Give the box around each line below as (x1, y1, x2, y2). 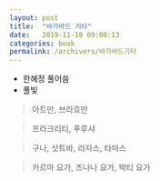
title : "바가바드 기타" (9, 22, 93, 31)
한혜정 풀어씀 (22, 74, 70, 85)
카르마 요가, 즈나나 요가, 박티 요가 (31, 162, 151, 173)
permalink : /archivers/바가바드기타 (9, 47, 137, 56)
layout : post (9, 13, 59, 23)
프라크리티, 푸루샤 (31, 124, 95, 135)
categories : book (9, 38, 75, 48)
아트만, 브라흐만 (31, 104, 88, 115)
